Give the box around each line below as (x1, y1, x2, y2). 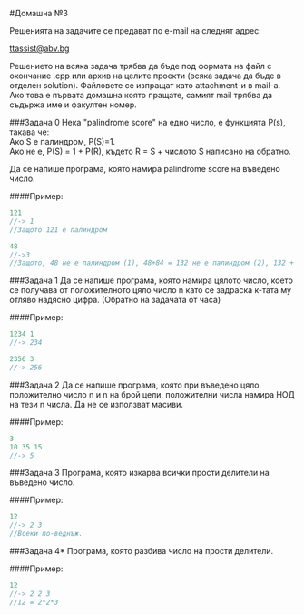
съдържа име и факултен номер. (9, 99, 138, 110)
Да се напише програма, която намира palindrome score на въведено (9, 164, 281, 174)
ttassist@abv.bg (9, 43, 70, 54)
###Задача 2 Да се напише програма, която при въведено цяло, (9, 379, 261, 390)
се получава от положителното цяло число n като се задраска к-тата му (9, 285, 292, 296)
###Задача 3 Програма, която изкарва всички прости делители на (9, 468, 270, 479)
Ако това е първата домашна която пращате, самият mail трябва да (9, 90, 273, 100)
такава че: (9, 126, 50, 137)
